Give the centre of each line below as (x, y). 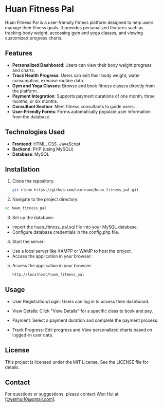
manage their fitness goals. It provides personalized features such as (74, 27)
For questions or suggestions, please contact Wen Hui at (62, 394)
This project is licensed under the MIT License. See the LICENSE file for (77, 362)
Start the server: (28, 241)
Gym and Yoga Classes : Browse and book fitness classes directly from (83, 86)
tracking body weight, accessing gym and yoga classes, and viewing (74, 33)
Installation (22, 169)
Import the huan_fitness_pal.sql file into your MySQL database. (75, 227)
